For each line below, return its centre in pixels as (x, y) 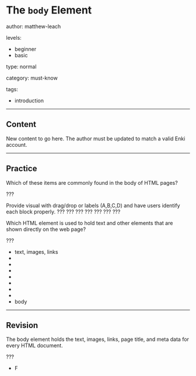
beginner (25, 49)
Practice (22, 169)
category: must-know (32, 78)
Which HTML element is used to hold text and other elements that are (90, 223)
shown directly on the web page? (46, 229)
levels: (14, 37)
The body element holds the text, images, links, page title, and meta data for (98, 339)
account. (17, 144)
